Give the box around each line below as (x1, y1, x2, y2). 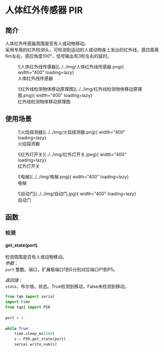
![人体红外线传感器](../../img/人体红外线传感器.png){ (18, 64, 124, 69)
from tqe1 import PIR (5, 305, 51, 310)
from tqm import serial (5, 294, 55, 299)
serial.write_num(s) (14, 342, 57, 347)
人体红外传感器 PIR (5, 5, 83, 16)
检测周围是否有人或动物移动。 (5, 254, 67, 260)
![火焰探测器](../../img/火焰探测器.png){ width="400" (18, 129, 126, 135)
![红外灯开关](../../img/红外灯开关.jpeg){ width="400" (18, 151, 127, 157)
